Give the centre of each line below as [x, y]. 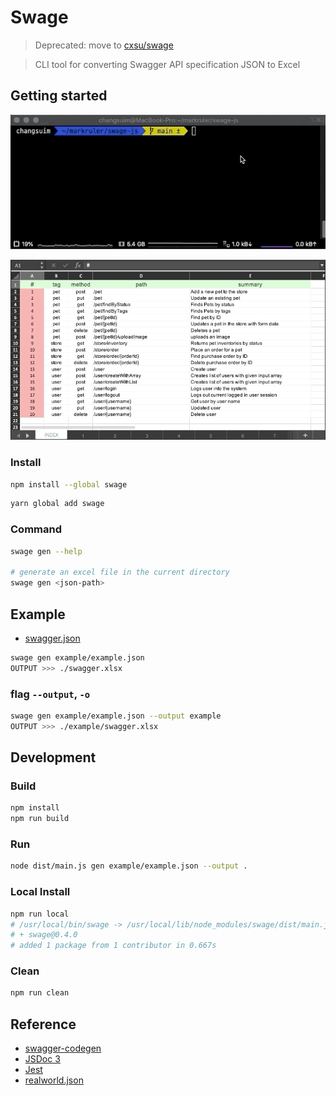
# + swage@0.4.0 [44, 935]
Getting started [59, 96]
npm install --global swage [69, 484]
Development [53, 757]
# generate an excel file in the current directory [120, 572]
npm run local [40, 914]
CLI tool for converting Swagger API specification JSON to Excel [167, 64]
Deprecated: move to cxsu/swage [104, 45]
